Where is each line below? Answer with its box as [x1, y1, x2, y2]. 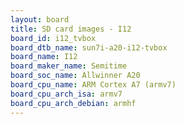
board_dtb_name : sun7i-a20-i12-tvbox [10, 42, 168, 53]
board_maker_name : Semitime [10, 61, 128, 71]
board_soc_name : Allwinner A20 [10, 71, 141, 81]
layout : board [10, 14, 70, 25]
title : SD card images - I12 [10, 24, 132, 34]
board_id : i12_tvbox [10, 33, 97, 43]
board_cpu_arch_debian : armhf [10, 98, 137, 108]
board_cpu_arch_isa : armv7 [10, 89, 123, 99]
